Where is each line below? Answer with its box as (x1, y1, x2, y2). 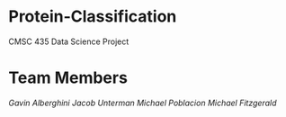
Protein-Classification (8, 6, 177, 27)
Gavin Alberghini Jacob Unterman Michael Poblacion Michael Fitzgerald (8, 97, 277, 108)
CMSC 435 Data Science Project (8, 36, 130, 47)
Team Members (8, 67, 128, 88)
